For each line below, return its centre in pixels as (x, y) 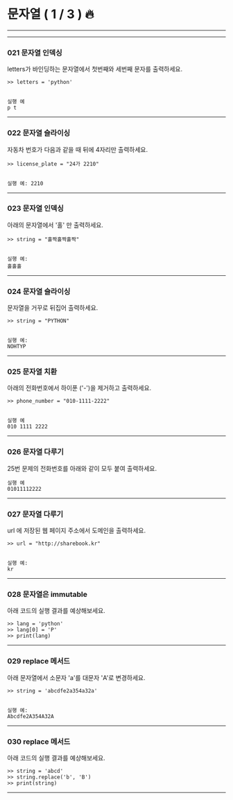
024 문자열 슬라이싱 (39, 291)
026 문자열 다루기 (36, 452)
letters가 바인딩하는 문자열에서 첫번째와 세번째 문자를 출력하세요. (95, 69)
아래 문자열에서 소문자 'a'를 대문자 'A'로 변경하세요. (76, 677)
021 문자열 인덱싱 (35, 53)
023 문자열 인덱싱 (35, 209)
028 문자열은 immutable (48, 594)
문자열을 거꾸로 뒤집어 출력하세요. (53, 308)
